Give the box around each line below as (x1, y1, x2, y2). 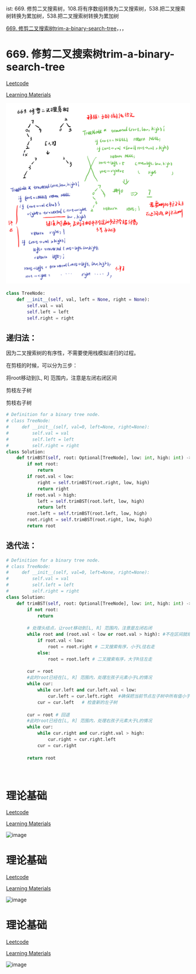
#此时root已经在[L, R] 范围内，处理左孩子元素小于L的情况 (27, 675, 153, 681)
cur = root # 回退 (27, 711, 70, 718)
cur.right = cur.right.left (47, 737, 116, 743)
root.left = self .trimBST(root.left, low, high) (27, 510, 148, 517)
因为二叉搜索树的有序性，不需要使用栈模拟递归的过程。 (6, 349, 139, 356)
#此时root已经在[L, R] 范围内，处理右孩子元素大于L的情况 (27, 718, 153, 724)
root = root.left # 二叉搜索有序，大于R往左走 (47, 656, 153, 662)
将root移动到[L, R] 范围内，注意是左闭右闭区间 (6, 374, 117, 382)
